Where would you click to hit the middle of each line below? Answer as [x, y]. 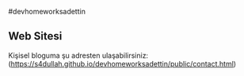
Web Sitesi [35, 36]
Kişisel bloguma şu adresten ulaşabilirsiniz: [78, 55]
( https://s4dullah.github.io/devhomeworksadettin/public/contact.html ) [122, 63]
